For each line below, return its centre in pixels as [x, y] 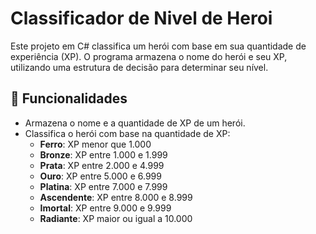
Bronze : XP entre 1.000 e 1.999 [103, 154]
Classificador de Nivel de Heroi [141, 18]
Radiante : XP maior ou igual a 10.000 [116, 218]
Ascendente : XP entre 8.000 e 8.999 [116, 197]
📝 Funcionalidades [69, 98]
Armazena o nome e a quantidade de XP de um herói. [135, 123]
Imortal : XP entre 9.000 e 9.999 [105, 208]
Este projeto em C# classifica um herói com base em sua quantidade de [158, 46]
